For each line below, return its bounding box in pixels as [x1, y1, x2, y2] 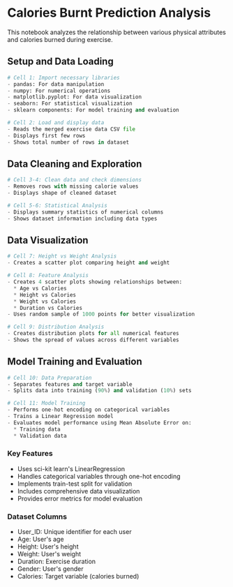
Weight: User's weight [17, 550, 82, 558]
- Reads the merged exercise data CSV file [7, 126, 136, 133]
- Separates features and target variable [7, 380, 133, 388]
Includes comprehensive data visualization [17, 486, 140, 495]
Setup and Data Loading [7, 56, 114, 68]
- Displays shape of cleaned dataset [7, 190, 117, 197]
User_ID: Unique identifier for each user [17, 528, 132, 536]
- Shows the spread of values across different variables [7, 336, 179, 343]
